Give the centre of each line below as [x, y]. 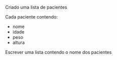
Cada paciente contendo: [32, 17]
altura [19, 42]
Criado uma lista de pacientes [36, 7]
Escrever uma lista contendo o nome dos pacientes [58, 52]
